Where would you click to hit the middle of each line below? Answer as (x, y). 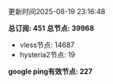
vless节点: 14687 (47, 45)
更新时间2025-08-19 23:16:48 (57, 11)
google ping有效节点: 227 (51, 71)
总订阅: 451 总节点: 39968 (51, 28)
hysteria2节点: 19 (47, 55)
